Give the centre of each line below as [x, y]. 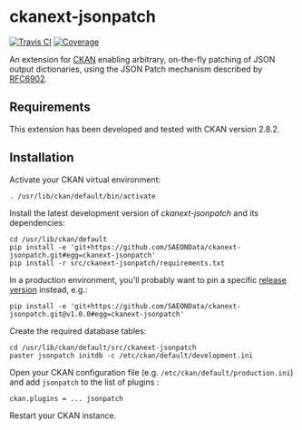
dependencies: [37, 222]
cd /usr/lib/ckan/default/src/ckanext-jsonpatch [103, 347]
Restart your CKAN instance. [63, 415]
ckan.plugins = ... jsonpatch [67, 398]
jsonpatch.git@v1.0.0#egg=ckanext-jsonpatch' [97, 314]
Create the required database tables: [78, 331]
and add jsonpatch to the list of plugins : [84, 382]
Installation [42, 157]
